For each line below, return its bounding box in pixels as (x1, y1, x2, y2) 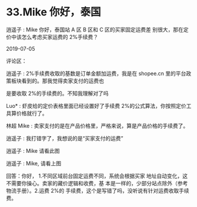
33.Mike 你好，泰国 (6, 5, 101, 19)
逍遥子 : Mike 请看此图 (6, 147, 60, 154)
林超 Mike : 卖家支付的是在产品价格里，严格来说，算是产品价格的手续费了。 (6, 122, 189, 129)
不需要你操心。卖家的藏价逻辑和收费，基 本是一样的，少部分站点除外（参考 (6, 179, 188, 186)
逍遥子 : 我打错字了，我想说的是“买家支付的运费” (6, 134, 123, 142)
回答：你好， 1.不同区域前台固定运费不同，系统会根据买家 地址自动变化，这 (6, 172, 188, 179)
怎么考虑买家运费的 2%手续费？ (21, 33, 99, 40)
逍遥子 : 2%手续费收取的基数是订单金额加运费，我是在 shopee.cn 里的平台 (6, 70, 186, 77)
